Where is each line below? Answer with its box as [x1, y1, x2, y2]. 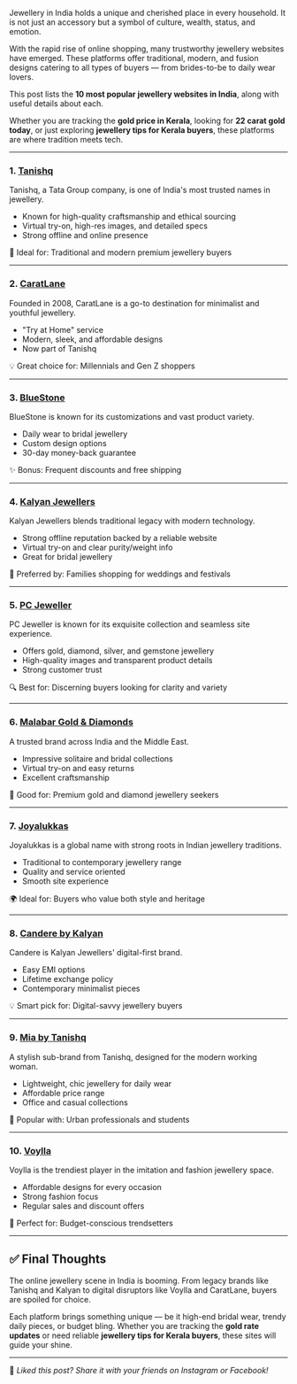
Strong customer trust [21, 664, 103, 676]
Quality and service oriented [21, 867, 126, 878]
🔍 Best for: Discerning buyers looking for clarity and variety [9, 682, 228, 693]
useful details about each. [9, 98, 104, 109]
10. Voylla [9, 1144, 51, 1156]
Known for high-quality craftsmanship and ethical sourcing [21, 212, 237, 222]
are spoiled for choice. [9, 1294, 91, 1304]
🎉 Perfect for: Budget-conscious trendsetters [9, 1218, 174, 1228]
